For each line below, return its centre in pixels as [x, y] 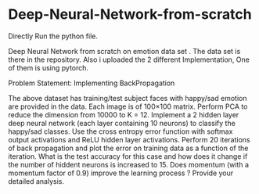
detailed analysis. [36, 181]
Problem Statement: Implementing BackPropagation [92, 83]
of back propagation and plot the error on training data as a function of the [128, 148]
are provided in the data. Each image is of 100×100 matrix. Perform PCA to [128, 106]
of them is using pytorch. [48, 67]
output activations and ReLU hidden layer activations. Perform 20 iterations [129, 139]
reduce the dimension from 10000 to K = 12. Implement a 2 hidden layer [124, 114]
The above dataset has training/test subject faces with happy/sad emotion [128, 98]
